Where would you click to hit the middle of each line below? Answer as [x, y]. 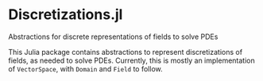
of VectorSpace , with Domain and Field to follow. [85, 68]
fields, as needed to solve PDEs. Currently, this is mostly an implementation [132, 60]
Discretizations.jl [66, 15]
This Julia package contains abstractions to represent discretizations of [126, 52]
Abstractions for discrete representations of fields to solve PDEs [113, 37]
